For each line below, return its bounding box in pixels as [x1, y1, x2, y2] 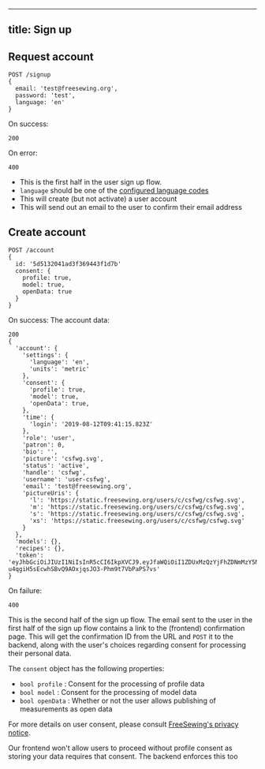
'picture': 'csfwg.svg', [22, 455, 104, 463]
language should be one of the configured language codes [19, 186, 209, 196]
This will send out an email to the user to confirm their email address [19, 203, 243, 212]
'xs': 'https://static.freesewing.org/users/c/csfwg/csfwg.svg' [28, 517, 245, 525]
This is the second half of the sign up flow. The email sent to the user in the [8, 615, 253, 625]
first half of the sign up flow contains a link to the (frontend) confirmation [8, 624, 245, 633]
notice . [8, 728, 31, 737]
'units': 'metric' [28, 365, 90, 373]
